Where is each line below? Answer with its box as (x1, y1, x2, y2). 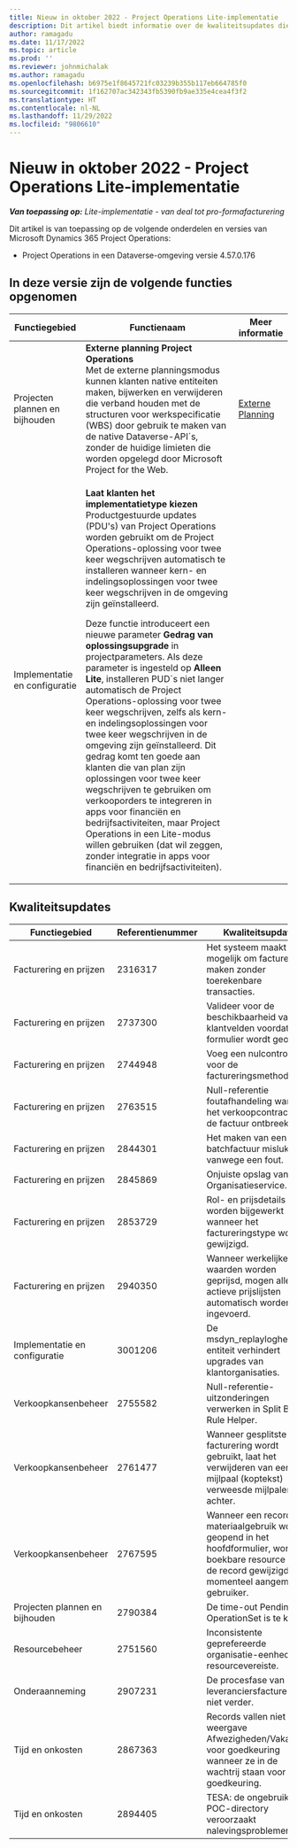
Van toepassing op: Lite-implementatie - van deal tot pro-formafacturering (9, 205, 285, 217)
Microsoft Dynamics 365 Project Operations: (9, 232, 171, 244)
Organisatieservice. (206, 1179, 287, 1191)
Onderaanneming (13, 1684, 87, 1697)
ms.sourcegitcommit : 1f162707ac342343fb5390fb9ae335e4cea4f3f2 (9, 87, 247, 96)
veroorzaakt (206, 1813, 256, 1825)
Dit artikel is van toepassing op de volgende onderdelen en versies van (9, 223, 268, 234)
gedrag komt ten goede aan (85, 750, 201, 762)
